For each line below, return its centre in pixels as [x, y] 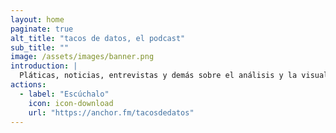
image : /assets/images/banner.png [82, 57]
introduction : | [44, 66]
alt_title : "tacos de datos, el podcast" [98, 38]
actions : [28, 85]
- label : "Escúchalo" [64, 94]
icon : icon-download [71, 103]
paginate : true [42, 29]
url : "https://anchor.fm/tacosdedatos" [111, 112]
